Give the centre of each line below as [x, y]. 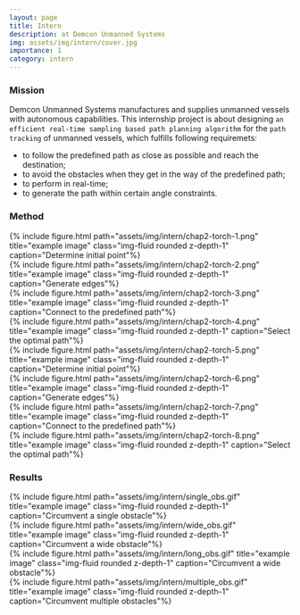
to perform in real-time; [65, 184]
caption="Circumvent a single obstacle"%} [88, 515]
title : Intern [36, 26]
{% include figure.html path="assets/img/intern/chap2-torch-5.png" [135, 350]
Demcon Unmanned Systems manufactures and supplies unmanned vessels [150, 110]
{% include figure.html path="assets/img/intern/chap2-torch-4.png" [135, 321]
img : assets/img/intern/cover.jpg [74, 42]
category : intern [42, 59]
